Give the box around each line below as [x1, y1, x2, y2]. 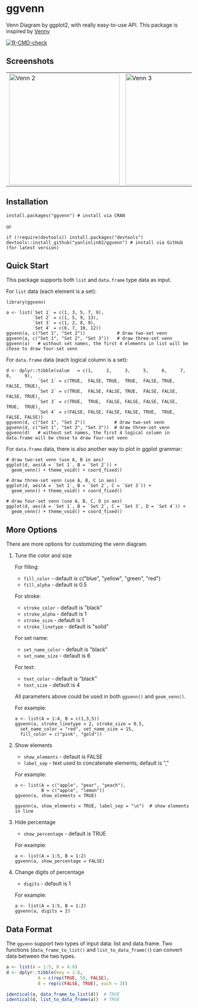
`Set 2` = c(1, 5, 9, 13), [32, 315, 99, 321]
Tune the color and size [14, 552, 72, 559]
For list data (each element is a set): [6, 288, 97, 295]
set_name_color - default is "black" [23, 646, 108, 653]
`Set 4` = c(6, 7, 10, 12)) [32, 325, 101, 331]
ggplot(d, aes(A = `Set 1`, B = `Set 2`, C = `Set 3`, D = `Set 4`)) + [6, 504, 186, 510]
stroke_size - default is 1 [23, 617, 84, 624]
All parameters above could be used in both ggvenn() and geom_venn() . [14, 693, 186, 700]
